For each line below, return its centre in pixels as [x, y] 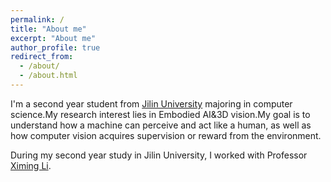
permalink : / [37, 19]
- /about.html [48, 76]
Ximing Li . [31, 165]
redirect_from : [42, 57]
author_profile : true [55, 47]
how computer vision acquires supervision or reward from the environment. [166, 135]
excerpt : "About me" [53, 38]
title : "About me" [48, 29]
